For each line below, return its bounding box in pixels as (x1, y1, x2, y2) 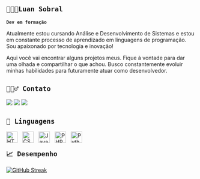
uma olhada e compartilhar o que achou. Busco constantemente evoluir (6, 60, 183, 68)
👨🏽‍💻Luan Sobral (6, 5, 63, 14)
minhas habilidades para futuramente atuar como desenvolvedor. (6, 67, 168, 74)
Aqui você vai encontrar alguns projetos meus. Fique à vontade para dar (6, 54, 185, 61)
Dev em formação (6, 19, 47, 25)
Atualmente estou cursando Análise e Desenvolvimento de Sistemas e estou (6, 29, 195, 37)
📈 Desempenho (6, 150, 58, 158)
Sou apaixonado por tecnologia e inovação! (6, 42, 114, 50)
